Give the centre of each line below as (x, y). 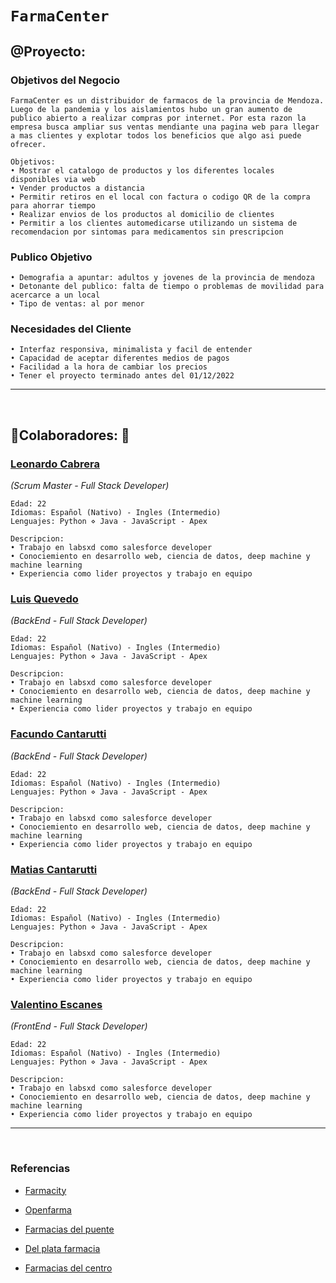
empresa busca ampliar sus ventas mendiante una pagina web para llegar (165, 127)
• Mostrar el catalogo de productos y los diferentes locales (142, 170)
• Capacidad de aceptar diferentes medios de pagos (120, 358)
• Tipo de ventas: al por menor (77, 304)
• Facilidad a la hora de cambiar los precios (109, 367)
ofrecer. (28, 144)
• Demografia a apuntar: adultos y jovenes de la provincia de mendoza (162, 278)
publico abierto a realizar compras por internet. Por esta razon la (158, 118)
